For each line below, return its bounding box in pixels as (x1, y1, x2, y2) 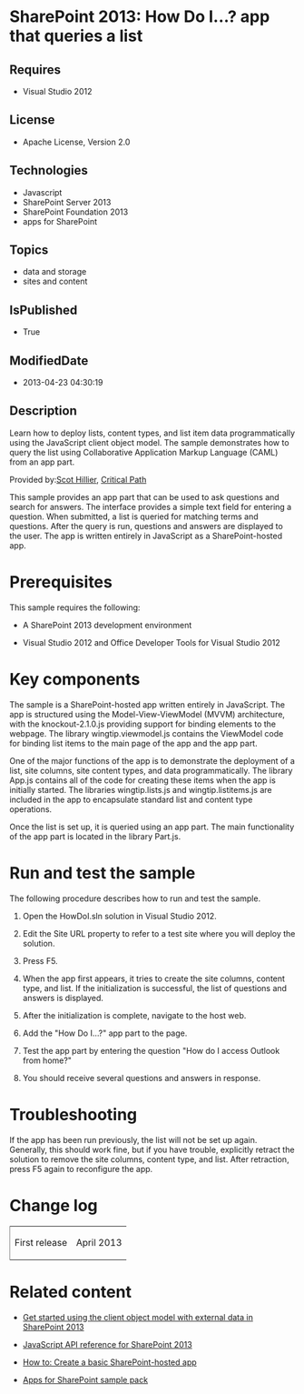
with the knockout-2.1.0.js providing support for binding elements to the (9, 718, 277, 729)
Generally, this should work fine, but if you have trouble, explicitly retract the (9, 1144, 295, 1155)
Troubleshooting (9, 1104, 138, 1125)
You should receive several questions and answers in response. (22, 1072, 261, 1083)
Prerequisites (9, 572, 113, 593)
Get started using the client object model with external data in (22, 1311, 254, 1322)
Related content (9, 1281, 132, 1302)
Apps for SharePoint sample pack (22, 1374, 148, 1385)
